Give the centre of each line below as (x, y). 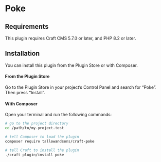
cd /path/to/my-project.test (35, 128)
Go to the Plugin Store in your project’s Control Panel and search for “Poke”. (81, 87)
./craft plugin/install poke (35, 155)
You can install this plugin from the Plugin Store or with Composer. (72, 65)
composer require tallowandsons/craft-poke (50, 141)
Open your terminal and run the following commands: (58, 115)
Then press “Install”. (25, 93)
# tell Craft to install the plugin (42, 150)
